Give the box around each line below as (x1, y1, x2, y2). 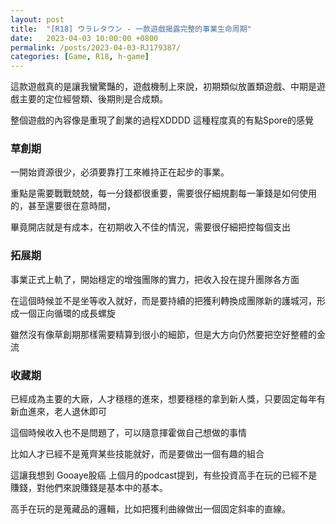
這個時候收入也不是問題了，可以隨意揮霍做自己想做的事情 (10, 427, 247, 439)
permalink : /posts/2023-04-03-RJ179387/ (10, 42, 182, 53)
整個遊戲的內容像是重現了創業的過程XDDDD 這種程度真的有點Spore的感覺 (10, 114, 315, 126)
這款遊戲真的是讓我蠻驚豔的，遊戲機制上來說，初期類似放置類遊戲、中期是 (10, 81, 317, 93)
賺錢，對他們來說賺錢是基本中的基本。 (10, 482, 168, 494)
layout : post (10, 14, 65, 25)
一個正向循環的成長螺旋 (18, 307, 116, 319)
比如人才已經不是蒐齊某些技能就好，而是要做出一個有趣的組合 (10, 448, 265, 460)
